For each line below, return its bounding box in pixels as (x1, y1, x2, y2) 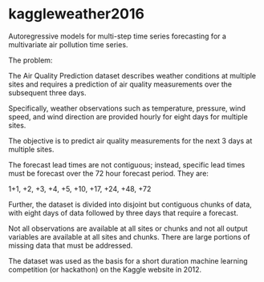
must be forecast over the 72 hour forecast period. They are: (8, 168, 209, 178)
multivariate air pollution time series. (8, 39, 128, 49)
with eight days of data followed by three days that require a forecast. (8, 207, 239, 217)
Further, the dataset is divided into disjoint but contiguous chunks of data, (8, 199, 253, 209)
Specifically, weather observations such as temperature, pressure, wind (8, 103, 246, 113)
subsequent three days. (8, 87, 87, 97)
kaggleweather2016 (8, 5, 145, 23)
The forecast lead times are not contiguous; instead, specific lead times (8, 159, 246, 169)
